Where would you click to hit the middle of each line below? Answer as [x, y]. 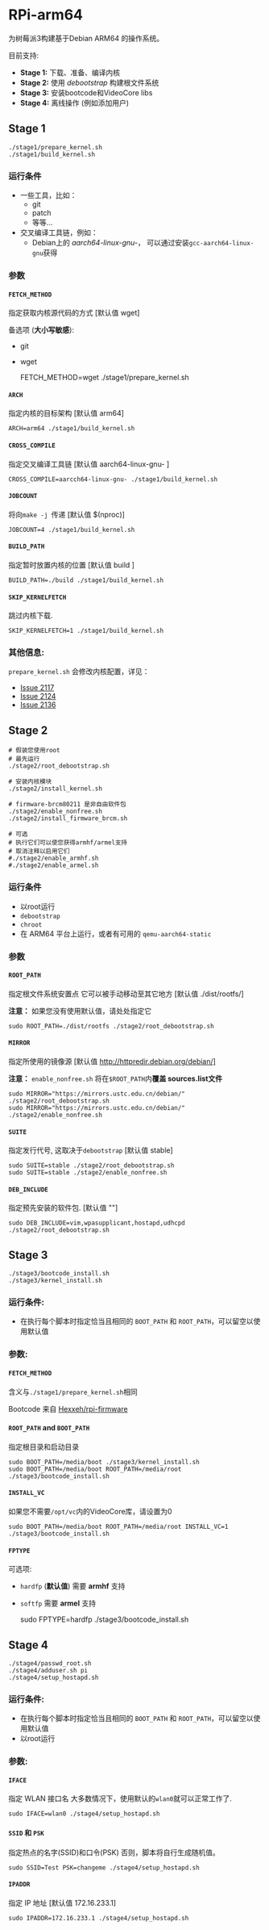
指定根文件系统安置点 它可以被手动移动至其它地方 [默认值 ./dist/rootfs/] [126, 994]
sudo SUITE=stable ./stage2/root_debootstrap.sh [91, 1166]
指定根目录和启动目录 [43, 1446]
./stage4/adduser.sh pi [48, 1670]
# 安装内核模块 [30, 782]
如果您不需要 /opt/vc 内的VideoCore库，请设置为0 [90, 1511]
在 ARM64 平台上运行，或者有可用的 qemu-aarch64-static [116, 933]
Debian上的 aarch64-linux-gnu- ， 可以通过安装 [110, 243]
